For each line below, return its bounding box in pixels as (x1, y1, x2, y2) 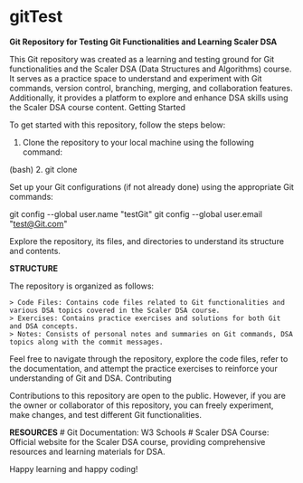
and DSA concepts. (9, 321, 79, 331)
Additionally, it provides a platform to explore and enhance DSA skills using (9, 92, 289, 103)
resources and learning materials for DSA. (9, 446, 166, 457)
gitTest (9, 6, 63, 27)
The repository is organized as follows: (9, 280, 155, 291)
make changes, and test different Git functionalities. (9, 409, 202, 420)
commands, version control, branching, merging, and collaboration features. (9, 82, 293, 93)
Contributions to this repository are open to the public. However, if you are (9, 390, 287, 401)
